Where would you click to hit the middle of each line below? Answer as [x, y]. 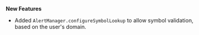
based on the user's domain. [50, 27]
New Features [24, 9]
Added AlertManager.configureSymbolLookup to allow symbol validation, [104, 20]
